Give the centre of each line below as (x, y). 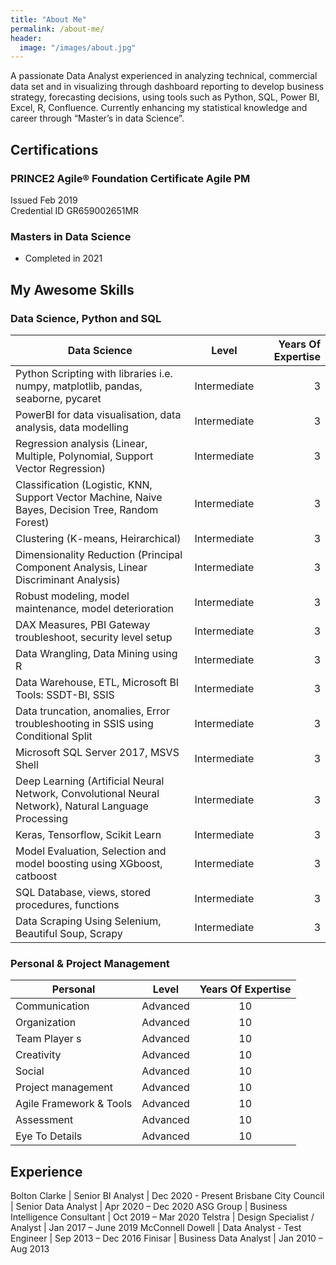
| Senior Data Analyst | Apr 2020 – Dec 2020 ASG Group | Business (149, 1207)
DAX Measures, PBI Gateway (83, 624)
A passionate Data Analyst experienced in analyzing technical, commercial (164, 76)
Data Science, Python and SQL (86, 318)
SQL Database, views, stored (83, 892)
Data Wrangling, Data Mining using (96, 653)
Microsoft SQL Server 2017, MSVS (97, 752)
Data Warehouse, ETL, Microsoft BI (97, 682)
